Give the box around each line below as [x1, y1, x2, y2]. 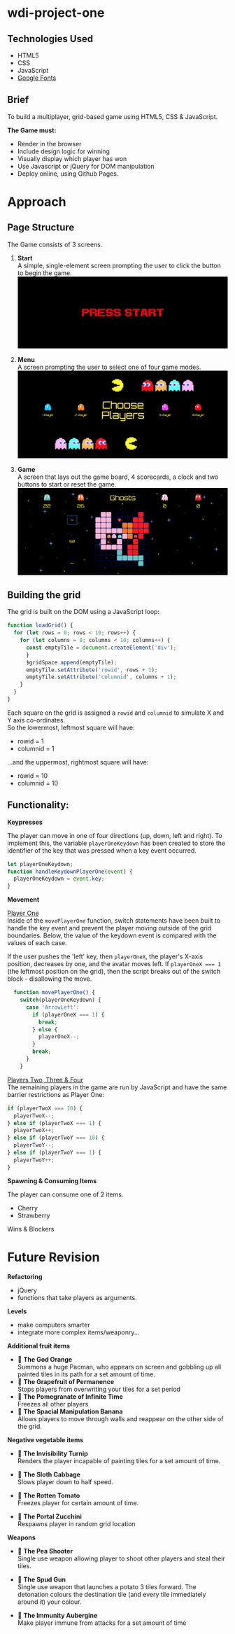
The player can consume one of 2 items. [7, 1190, 124, 1199]
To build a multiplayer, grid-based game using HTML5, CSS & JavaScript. [7, 112, 218, 120]
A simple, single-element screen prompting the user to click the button [17, 261, 222, 270]
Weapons [7, 1533, 36, 1542]
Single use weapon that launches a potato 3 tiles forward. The [17, 1582, 197, 1591]
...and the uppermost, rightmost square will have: [7, 757, 149, 766]
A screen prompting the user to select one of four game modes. [17, 363, 201, 372]
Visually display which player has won [17, 154, 127, 162]
